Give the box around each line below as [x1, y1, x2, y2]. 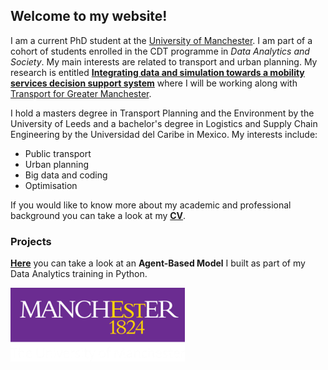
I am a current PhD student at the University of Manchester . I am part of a [10, 34, 313, 46]
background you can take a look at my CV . [10, 209, 187, 221]
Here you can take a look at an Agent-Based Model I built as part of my [10, 257, 306, 269]
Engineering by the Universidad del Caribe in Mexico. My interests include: [10, 128, 318, 140]
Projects [10, 234, 52, 248]
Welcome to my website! [10, 8, 168, 25]
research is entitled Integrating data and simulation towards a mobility [10, 66, 305, 78]
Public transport [24, 147, 92, 159]
